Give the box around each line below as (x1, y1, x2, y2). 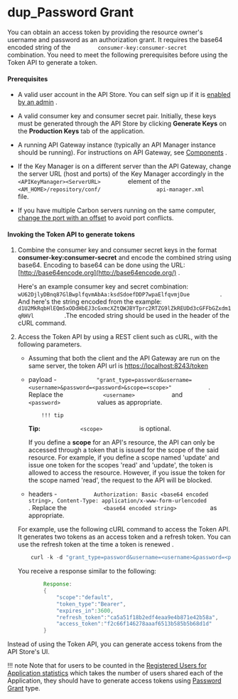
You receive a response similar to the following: (17, 567, 156, 576)
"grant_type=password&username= (96, 377, 193, 384)
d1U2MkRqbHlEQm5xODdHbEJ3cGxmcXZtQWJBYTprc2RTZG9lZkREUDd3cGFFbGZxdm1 (17, 305, 232, 312)
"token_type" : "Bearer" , (55, 600, 126, 608)
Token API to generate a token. (7, 58, 98, 66)
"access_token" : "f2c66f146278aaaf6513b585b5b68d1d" (55, 621, 212, 628)
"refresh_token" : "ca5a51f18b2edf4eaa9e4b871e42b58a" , (55, 613, 219, 621)
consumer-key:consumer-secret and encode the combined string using (17, 254, 232, 262)
